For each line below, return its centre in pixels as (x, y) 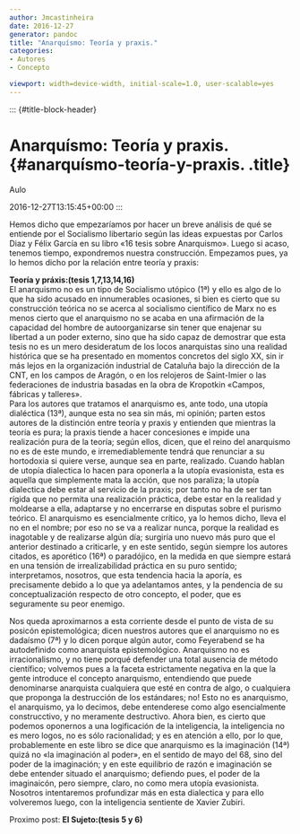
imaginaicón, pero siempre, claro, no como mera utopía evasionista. (134, 783)
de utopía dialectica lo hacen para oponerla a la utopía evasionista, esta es (147, 470)
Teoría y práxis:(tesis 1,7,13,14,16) (72, 280)
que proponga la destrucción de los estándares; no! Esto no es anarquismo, (149, 697)
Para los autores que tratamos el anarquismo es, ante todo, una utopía (139, 404)
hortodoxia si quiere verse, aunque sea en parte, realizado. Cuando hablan (147, 460)
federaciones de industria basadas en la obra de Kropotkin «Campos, (137, 384)
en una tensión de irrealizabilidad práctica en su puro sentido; (123, 565)
